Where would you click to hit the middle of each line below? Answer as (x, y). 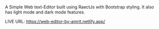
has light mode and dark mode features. (45, 12)
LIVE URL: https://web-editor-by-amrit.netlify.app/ (55, 22)
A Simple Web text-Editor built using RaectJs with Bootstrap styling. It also (79, 7)
